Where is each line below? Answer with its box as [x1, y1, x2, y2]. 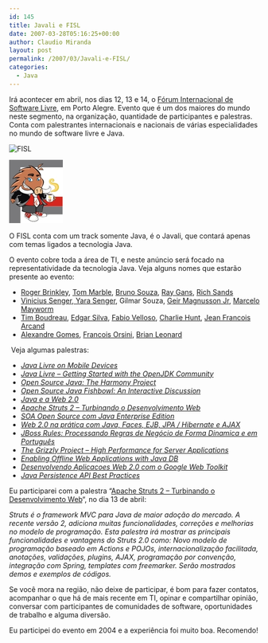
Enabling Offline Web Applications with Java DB [20, 453, 179, 463]
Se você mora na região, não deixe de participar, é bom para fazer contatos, [9, 584, 259, 594]
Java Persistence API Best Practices [20, 470, 140, 480]
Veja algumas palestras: [10, 345, 90, 355]
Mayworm [20, 304, 54, 314]
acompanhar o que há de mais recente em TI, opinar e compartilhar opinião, [9, 593, 258, 602]
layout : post [9, 46, 52, 55]
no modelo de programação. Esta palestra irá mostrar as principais [9, 527, 231, 536]
